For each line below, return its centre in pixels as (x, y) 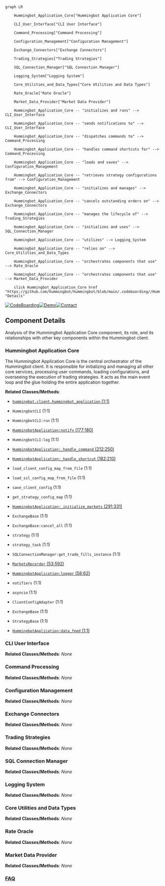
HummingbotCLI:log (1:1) (36, 440)
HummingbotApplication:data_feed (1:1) (51, 631)
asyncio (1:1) (25, 593)
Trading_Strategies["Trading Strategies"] (58, 59)
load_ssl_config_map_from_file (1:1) (49, 478)
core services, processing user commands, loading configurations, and (77, 372)
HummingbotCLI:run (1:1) (36, 421)
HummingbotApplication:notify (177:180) (53, 430)
